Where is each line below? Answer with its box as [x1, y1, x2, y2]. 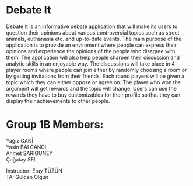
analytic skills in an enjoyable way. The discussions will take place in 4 [6, 60, 175, 67]
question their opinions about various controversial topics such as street [6, 29, 180, 36]
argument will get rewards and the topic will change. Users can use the [6, 85, 177, 92]
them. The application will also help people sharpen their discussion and [6, 54, 180, 61]
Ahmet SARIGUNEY [6, 150, 53, 157]
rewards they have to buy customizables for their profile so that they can [6, 91, 181, 98]
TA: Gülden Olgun [6, 173, 48, 180]
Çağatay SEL [6, 156, 37, 163]
